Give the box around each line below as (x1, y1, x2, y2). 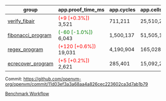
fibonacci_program (7, 32, 52, 38)
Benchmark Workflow (5, 91, 49, 97)
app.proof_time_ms (58, 6, 105, 13)
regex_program (7, 46, 43, 53)
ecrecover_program (7, 60, 53, 67)
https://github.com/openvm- (23, 76, 82, 82)
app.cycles (109, 6, 136, 13)
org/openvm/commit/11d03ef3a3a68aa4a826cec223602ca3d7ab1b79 (5, 81, 148, 87)
